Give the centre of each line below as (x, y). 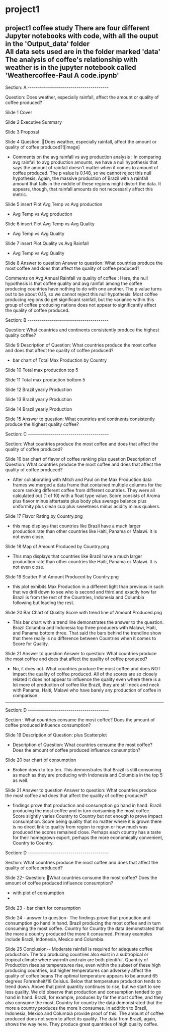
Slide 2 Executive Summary (33, 122)
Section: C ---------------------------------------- (57, 434)
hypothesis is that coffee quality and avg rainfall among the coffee (74, 283)
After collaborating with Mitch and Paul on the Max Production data (82, 479)
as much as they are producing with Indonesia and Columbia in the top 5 (88, 775)
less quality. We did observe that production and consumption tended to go (83, 992)
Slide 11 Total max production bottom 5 (45, 380)
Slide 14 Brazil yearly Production (39, 409)
